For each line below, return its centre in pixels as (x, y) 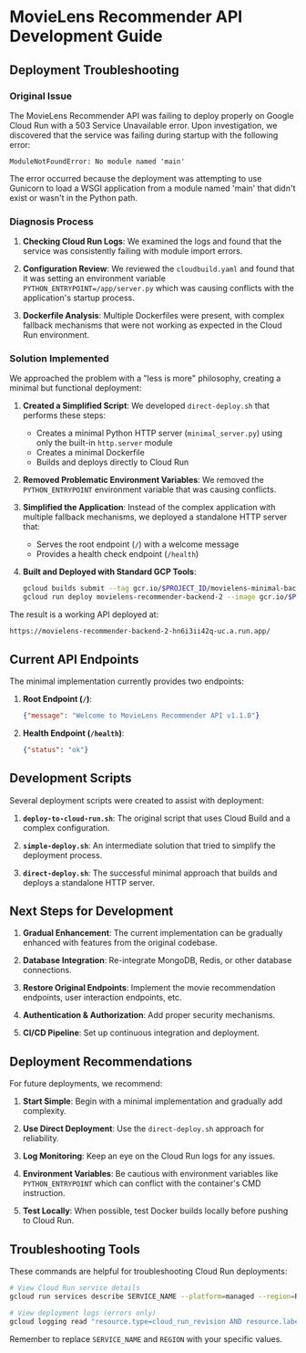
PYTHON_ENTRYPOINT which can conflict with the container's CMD (142, 1183)
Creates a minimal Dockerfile (91, 453)
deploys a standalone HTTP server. (88, 882)
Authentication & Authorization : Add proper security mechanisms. (149, 1015)
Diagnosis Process (51, 221)
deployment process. (62, 855)
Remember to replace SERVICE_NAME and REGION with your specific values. (146, 1338)
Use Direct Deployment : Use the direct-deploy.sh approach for (143, 1128)
